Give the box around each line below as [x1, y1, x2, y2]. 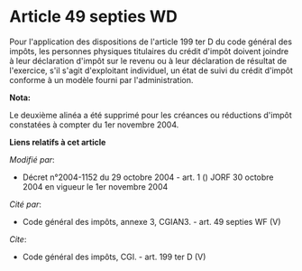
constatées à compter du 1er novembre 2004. [9, 119, 179, 130]
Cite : [9, 233, 27, 245]
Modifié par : [9, 154, 56, 164]
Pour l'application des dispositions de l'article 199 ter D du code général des [9, 36, 293, 47]
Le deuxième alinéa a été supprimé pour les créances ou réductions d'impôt [9, 109, 292, 120]
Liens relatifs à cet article [9, 136, 106, 147]
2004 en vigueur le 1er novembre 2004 [22, 181, 169, 192]
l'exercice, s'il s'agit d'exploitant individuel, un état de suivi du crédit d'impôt [9, 65, 293, 76]
